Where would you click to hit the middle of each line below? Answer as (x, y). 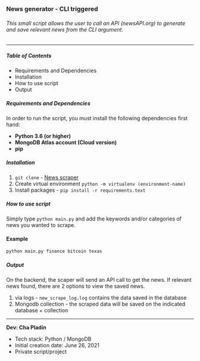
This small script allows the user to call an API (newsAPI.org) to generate (96, 23)
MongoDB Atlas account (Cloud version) (66, 142)
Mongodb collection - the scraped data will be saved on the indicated (100, 304)
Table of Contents (29, 55)
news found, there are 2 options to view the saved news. (76, 286)
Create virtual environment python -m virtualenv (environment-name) (100, 184)
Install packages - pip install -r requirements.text (80, 190)
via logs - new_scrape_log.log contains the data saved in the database (101, 298)
